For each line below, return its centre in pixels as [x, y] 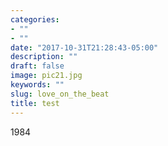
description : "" [44, 57]
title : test [35, 103]
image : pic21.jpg [46, 76]
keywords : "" [37, 85]
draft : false [37, 66]
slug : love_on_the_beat [60, 94]
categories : [35, 19]
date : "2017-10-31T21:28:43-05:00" [84, 47]
